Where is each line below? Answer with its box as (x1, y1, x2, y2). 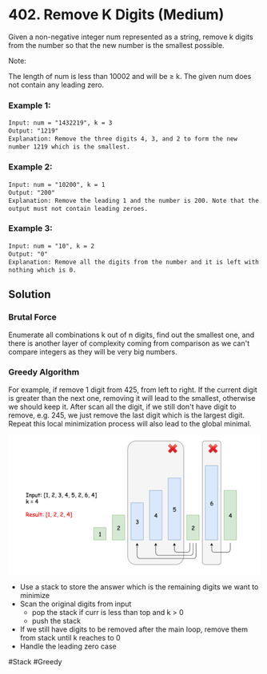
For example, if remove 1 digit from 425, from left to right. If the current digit (8, 385, 257, 394)
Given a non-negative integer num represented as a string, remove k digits (8, 32, 253, 42)
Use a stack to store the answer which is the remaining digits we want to (19, 582, 259, 592)
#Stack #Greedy (8, 657, 62, 667)
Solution (8, 287, 51, 301)
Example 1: (8, 100, 51, 111)
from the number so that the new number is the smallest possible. (8, 40, 225, 50)
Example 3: (8, 223, 54, 234)
